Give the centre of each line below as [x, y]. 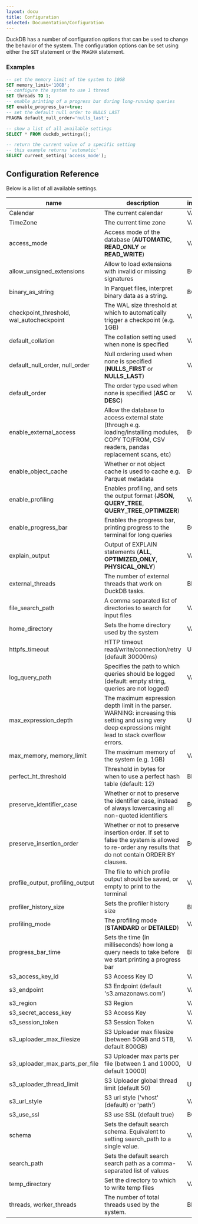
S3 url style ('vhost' [131, 1098]
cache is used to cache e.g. [142, 471]
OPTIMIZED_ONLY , [131, 559]
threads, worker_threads [43, 1205]
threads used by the [132, 1205]
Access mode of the [132, 232]
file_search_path [32, 608]
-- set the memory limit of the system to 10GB [66, 79]
